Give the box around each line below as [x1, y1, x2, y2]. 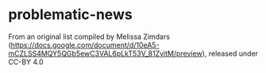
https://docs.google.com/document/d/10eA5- [10, 40, 160, 49]
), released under [202, 48, 259, 58]
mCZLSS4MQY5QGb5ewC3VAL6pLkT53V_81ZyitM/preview [8, 48, 202, 58]
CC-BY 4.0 [8, 57, 44, 67]
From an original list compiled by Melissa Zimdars [8, 32, 171, 41]
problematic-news [8, 6, 133, 24]
